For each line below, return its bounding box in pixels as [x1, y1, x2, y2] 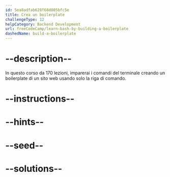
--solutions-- [5, 163, 63, 174]
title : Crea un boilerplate [5, 12, 65, 17]
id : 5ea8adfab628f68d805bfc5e [5, 7, 70, 13]
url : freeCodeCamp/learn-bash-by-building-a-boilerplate [5, 26, 129, 32]
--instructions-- [5, 93, 75, 105]
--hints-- [5, 116, 44, 128]
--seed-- [5, 139, 44, 151]
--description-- [5, 53, 72, 65]
